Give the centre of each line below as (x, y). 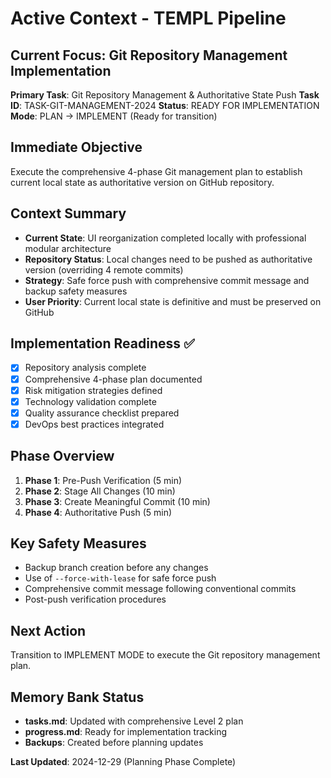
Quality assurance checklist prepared (102, 413)
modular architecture (68, 248)
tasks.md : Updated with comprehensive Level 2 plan (134, 721)
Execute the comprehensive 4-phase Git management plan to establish (156, 171)
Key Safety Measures (78, 543)
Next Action (48, 630)
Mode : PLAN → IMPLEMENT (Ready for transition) (114, 116)
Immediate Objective (76, 147)
